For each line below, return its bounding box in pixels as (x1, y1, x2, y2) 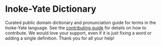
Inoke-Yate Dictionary (5, 3, 96, 15)
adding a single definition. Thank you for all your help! (5, 35, 115, 41)
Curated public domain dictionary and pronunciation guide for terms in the (5, 20, 157, 25)
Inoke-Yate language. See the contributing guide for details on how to (5, 24, 147, 30)
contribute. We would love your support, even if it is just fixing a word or (5, 30, 152, 36)
